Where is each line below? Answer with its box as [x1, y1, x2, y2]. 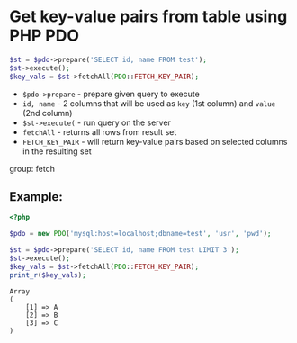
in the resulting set [22, 146, 92, 157]
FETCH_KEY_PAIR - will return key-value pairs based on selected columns [22, 136, 288, 147]
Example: [9, 189, 63, 204]
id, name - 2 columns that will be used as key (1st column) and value [22, 97, 276, 109]
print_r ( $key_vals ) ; [9, 270, 87, 280]
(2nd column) [22, 107, 73, 118]
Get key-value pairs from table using [9, 6, 288, 27]
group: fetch [9, 163, 56, 174]
